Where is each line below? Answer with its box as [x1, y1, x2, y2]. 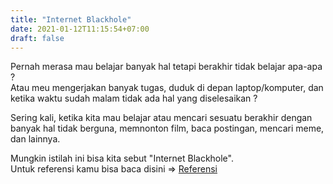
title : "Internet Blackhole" [10, 14, 132, 25]
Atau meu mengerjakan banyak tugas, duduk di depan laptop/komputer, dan [10, 82, 324, 94]
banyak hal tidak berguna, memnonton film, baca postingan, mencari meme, [10, 122, 325, 135]
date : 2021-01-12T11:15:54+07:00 [10, 24, 150, 34]
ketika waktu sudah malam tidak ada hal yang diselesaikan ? [10, 92, 258, 105]
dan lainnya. [10, 133, 61, 145]
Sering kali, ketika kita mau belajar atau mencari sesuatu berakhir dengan [10, 112, 313, 124]
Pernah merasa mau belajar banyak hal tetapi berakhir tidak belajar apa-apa [10, 61, 323, 73]
